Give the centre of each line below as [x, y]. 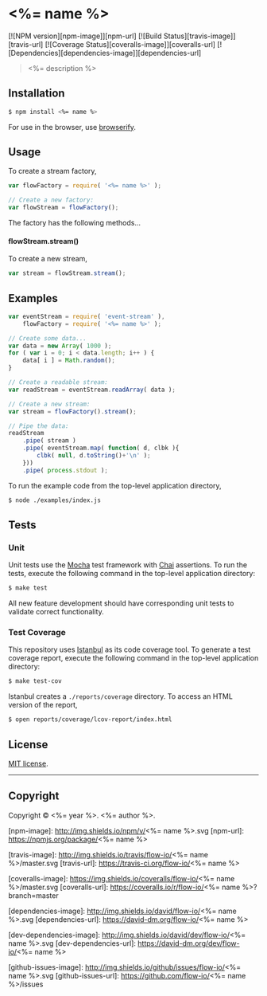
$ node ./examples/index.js [55, 500]
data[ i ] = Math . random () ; [69, 361]
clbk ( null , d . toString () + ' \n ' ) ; [94, 456]
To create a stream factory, [52, 171]
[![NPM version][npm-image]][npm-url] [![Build [85, 36]
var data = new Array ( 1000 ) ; [60, 346]
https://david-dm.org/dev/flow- [189, 943]
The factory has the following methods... [75, 223]
